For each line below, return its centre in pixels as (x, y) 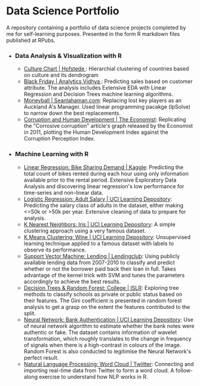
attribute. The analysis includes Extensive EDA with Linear (95, 88)
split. (30, 313)
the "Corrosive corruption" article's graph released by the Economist (108, 126)
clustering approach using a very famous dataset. (85, 231)
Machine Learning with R (52, 154)
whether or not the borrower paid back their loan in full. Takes (100, 269)
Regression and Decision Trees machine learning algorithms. (98, 94)
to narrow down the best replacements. (72, 113)
